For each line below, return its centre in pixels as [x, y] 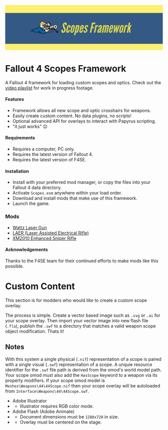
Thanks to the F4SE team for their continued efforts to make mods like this [82, 261]
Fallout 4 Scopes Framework [66, 68]
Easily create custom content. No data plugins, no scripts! [72, 116]
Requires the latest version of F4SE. [49, 160]
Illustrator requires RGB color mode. [57, 406]
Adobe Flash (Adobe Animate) [43, 411]
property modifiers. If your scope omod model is [55, 380]
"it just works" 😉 [30, 126]
